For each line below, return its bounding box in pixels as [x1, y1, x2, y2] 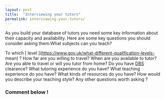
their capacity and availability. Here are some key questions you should [5, 35, 151, 41]
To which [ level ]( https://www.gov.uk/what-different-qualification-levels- [5, 50, 155, 56]
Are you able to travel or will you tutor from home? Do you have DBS [5, 60, 145, 67]
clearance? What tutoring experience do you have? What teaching [5, 66, 140, 72]
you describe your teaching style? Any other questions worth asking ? [5, 76, 148, 82]
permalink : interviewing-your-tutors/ [5, 16, 85, 21]
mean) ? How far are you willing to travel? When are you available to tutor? [5, 55, 157, 61]
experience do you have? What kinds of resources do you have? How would [5, 71, 161, 77]
